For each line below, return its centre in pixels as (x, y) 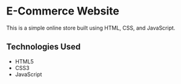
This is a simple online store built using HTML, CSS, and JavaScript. (91, 28)
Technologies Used (43, 47)
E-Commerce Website (63, 11)
